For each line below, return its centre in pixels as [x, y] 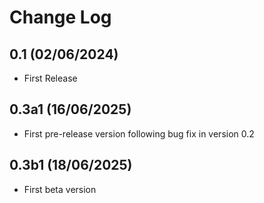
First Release [50, 78]
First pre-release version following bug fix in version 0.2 [139, 133]
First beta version [60, 189]
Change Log [60, 17]
